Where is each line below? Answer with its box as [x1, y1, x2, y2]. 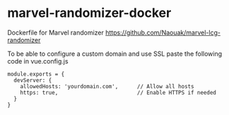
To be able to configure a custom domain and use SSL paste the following [7, 49, 223, 58]
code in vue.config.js [7, 56, 69, 65]
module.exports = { [7, 71, 65, 78]
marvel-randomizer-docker [7, 5, 172, 21]
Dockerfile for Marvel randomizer [7, 28, 105, 37]
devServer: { [13, 76, 52, 84]
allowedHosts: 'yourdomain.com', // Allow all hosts [20, 83, 194, 90]
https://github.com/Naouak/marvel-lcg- [105, 28, 221, 37]
